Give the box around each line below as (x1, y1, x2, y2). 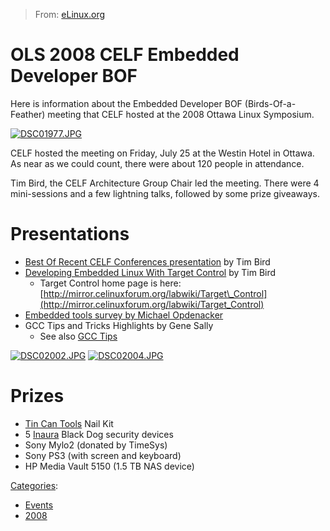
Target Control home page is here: (39, 277, 182, 289)
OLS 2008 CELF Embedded (10, 44, 240, 66)
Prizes (10, 385, 65, 408)
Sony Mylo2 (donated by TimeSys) (24, 439, 168, 451)
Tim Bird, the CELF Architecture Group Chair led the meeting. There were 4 (10, 177, 320, 189)
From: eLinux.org (34, 9, 106, 20)
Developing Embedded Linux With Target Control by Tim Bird (24, 266, 277, 278)
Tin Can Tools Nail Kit (24, 417, 114, 429)
